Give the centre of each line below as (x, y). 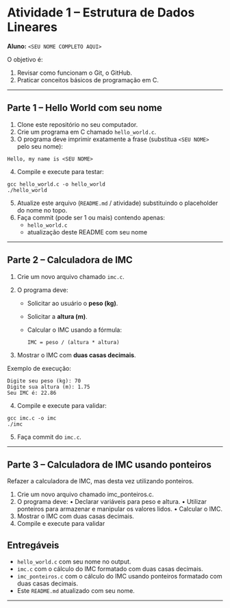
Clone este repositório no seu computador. (77, 124)
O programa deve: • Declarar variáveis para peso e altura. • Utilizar (112, 502)
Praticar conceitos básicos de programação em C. (88, 80)
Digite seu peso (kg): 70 (44, 381)
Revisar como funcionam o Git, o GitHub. (74, 73)
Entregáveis (33, 545)
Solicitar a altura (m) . (57, 316)
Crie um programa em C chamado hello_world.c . (87, 132)
